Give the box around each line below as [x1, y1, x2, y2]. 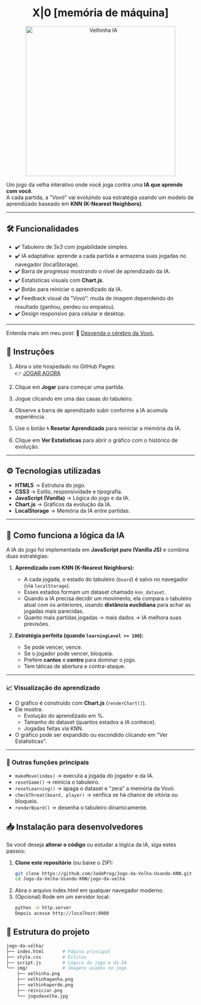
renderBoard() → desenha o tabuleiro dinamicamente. [14, 804, 148, 811]
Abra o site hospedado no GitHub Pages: [14, 363, 116, 370]
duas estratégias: [6, 552, 49, 560]
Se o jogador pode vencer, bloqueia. [23, 650, 114, 657]
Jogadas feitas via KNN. [23, 725, 84, 732]
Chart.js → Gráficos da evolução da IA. [14, 501, 112, 508]
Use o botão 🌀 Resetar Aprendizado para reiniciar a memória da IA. [14, 425, 181, 432]
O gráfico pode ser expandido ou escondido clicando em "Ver [14, 732, 168, 739]
